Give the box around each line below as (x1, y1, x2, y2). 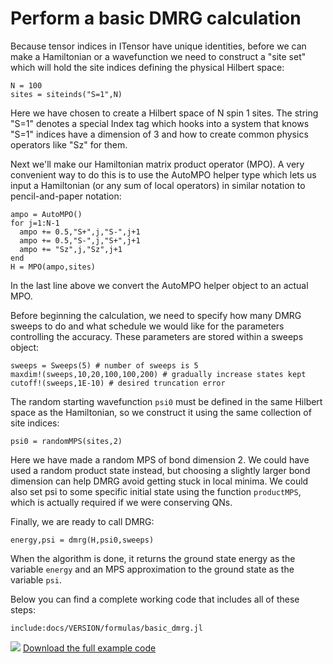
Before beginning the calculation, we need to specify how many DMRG (10, 309, 302, 321)
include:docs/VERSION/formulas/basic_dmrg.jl (10, 623, 203, 633)
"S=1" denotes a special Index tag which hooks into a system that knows (10, 117, 310, 129)
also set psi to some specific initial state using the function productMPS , (10, 485, 302, 497)
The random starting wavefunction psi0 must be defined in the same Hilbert (10, 395, 323, 407)
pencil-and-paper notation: (10, 190, 122, 202)
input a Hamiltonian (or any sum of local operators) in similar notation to (10, 179, 306, 191)
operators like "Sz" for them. (10, 138, 128, 151)
